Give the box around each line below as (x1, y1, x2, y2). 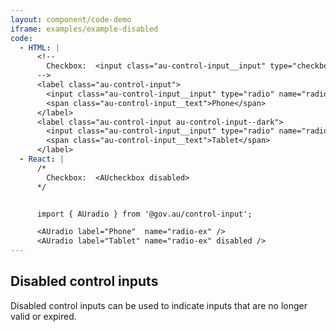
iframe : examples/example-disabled (10, 24, 159, 34)
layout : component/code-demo (10, 14, 132, 25)
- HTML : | (19, 42, 60, 53)
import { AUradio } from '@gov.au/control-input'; (36, 209, 253, 219)
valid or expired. (10, 310, 77, 322)
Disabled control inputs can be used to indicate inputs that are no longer (10, 299, 308, 311)
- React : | (19, 154, 65, 164)
